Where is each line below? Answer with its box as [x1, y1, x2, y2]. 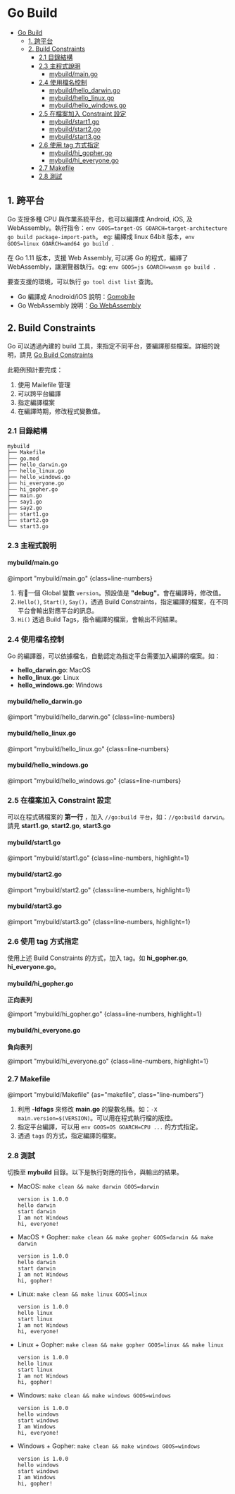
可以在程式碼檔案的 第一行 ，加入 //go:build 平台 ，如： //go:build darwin [7, 813, 223, 821]
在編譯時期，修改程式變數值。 [17, 407, 104, 415]
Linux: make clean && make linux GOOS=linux [17, 1289, 148, 1299]
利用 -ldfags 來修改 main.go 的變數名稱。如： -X [17, 1105, 158, 1113]
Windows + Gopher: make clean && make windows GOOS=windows [17, 1442, 201, 1450]
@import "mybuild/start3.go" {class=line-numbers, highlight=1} [7, 917, 191, 925]
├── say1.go [7, 498, 42, 505]
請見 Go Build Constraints [19, 351, 94, 359]
